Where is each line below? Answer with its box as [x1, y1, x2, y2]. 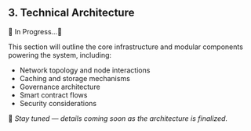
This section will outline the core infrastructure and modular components [8, 42, 243, 51]
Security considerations [19, 98, 97, 108]
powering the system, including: [8, 50, 112, 59]
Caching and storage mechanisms [19, 73, 131, 83]
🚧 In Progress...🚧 [8, 27, 63, 36]
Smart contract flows [19, 90, 88, 100]
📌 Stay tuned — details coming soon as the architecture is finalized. [8, 113, 228, 123]
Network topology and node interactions [19, 65, 151, 75]
